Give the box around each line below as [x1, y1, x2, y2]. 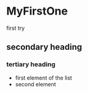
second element [15, 80, 56, 88]
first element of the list [15, 74, 72, 81]
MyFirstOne [6, 4, 68, 18]
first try [6, 24, 25, 32]
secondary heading [6, 42, 82, 52]
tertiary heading [6, 60, 56, 69]
